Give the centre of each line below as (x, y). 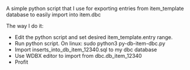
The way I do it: (25, 26)
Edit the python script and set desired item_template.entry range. (94, 37)
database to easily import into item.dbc (54, 15)
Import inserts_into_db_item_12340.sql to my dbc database (86, 50)
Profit (21, 62)
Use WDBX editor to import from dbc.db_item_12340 (78, 56)
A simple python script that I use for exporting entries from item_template (95, 8)
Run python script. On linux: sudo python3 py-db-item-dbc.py (90, 43)
